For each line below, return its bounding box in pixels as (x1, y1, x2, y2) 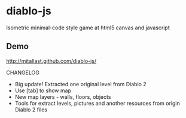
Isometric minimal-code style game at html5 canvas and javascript (6, 24, 170, 31)
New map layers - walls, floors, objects (14, 93, 111, 100)
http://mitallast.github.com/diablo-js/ (6, 57, 97, 64)
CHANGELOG (6, 69, 40, 76)
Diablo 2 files (14, 106, 48, 113)
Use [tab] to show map (14, 87, 72, 94)
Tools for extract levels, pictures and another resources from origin (14, 99, 181, 107)
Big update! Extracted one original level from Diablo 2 (14, 80, 147, 87)
